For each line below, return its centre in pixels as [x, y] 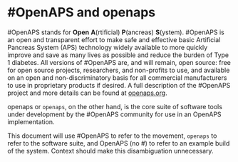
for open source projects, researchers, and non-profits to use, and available [119, 70]
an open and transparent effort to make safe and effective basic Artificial [114, 39]
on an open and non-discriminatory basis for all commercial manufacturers [117, 77]
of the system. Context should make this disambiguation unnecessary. [110, 151]
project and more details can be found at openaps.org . [87, 93]
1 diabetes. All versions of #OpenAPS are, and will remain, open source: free [119, 62]
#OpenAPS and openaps [82, 12]
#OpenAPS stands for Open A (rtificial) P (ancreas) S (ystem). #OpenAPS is [116, 32]
